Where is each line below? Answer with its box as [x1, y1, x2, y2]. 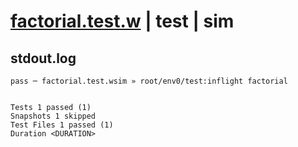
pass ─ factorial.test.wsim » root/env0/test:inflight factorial [10, 76, 288, 86]
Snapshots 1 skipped [10, 111, 97, 121]
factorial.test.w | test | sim [10, 10, 235, 33]
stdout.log [10, 50, 77, 67]
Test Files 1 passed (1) [10, 120, 114, 130]
